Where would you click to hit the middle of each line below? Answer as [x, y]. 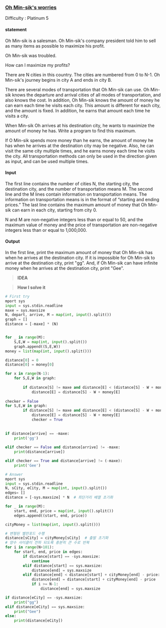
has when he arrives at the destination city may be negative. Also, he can [80, 146]
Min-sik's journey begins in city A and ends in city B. [59, 80]
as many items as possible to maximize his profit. [55, 46]
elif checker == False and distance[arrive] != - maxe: [63, 447]
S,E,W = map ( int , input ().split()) [51, 342]
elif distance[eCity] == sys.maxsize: [45, 607]
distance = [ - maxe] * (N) [32, 324]
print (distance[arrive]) [40, 452]
